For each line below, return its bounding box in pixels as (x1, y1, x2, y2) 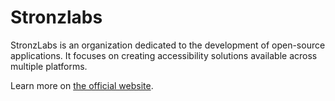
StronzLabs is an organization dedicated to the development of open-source (10, 39, 326, 51)
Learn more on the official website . (10, 79, 154, 91)
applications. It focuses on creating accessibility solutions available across (10, 49, 318, 61)
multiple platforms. (10, 60, 88, 72)
